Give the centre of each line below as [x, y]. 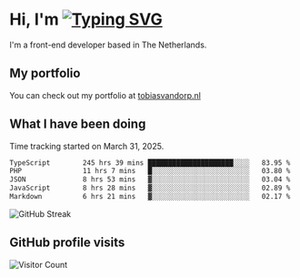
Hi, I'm [34, 20]
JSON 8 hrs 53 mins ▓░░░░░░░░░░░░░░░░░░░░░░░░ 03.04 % [150, 180]
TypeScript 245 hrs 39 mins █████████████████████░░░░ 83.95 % [150, 163]
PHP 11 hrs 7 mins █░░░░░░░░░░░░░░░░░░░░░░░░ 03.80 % [150, 171]
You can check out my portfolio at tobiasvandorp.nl [105, 95]
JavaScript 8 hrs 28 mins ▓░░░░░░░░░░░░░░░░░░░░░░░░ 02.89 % [150, 188]
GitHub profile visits [67, 243]
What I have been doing [78, 124]
